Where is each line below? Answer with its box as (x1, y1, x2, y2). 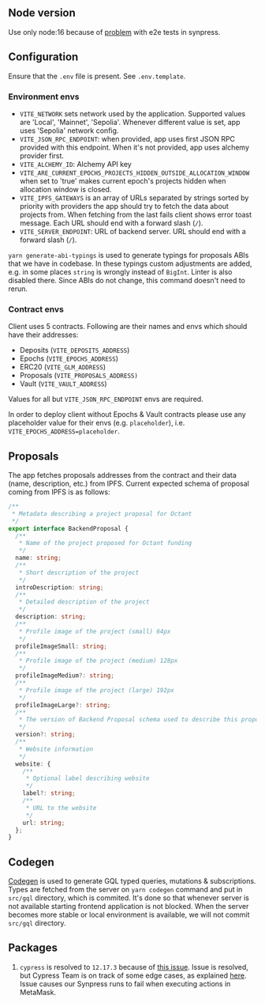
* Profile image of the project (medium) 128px (18, 657, 178, 665)
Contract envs (8, 304, 65, 315)
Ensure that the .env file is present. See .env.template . (8, 71, 186, 81)
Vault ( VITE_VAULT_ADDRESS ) (19, 379, 108, 388)
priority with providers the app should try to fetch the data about (19, 201, 229, 210)
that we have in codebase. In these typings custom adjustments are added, (8, 259, 252, 268)
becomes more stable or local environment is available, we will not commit (8, 910, 250, 920)
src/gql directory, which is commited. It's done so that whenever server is (8, 893, 250, 903)
